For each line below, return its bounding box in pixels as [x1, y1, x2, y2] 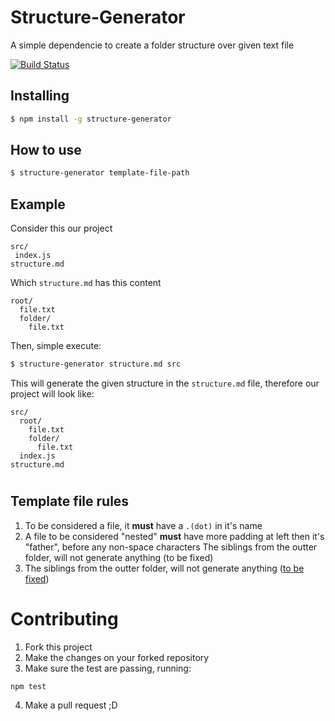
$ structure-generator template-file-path [10, 168, 190, 178]
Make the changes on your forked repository [24, 651, 210, 663]
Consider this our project [10, 222, 113, 235]
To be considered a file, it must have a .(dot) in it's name [24, 519, 263, 531]
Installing [10, 87, 70, 105]
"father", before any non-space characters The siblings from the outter [24, 541, 318, 553]
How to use [10, 142, 82, 159]
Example [10, 196, 66, 213]
